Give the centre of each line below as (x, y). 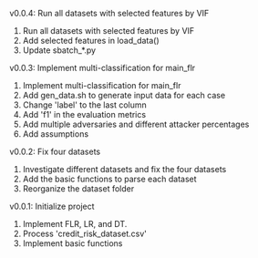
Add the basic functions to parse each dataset (110, 179)
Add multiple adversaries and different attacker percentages (136, 124)
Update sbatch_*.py (59, 50)
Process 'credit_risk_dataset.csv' (85, 233)
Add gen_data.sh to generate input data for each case (124, 95)
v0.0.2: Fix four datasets (55, 151)
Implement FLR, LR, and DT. (75, 224)
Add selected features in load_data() (91, 41)
